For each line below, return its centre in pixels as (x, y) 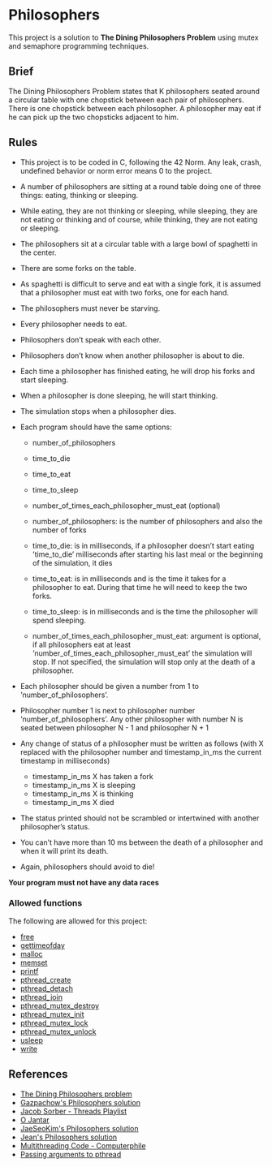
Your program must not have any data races (84, 882)
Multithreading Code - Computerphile (83, 1145)
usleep (31, 1040)
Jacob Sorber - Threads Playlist (73, 1111)
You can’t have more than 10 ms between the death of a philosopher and (142, 842)
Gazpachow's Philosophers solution (80, 1102)
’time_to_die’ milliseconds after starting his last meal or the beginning (148, 554)
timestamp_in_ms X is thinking (83, 794)
